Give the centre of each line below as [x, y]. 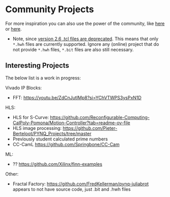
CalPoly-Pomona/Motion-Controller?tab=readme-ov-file [72, 123]
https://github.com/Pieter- [90, 128]
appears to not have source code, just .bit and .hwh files [72, 189]
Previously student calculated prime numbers [60, 139]
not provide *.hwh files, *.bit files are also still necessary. [73, 49]
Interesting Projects [37, 65]
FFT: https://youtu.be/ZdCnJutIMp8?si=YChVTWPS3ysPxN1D [77, 97]
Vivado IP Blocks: [24, 88]
